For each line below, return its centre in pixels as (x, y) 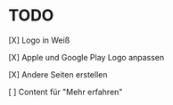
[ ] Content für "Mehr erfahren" (66, 92)
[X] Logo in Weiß (39, 40)
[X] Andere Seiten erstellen (58, 74)
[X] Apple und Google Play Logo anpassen (86, 57)
